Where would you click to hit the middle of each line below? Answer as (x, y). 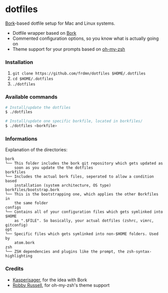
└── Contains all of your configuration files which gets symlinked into (84, 212)
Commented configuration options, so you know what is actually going (86, 38)
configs (13, 208)
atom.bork (25, 243)
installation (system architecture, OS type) (63, 186)
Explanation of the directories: (36, 150)
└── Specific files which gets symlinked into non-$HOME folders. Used (82, 234)
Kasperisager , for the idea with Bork (50, 280)
